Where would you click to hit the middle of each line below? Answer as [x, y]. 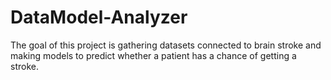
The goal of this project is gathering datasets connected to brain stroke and [166, 45]
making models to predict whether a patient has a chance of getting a [153, 55]
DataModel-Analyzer [99, 17]
